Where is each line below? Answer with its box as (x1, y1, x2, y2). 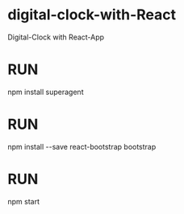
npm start (7, 196, 40, 206)
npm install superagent (7, 87, 84, 97)
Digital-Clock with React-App (7, 32, 105, 42)
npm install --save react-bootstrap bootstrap (7, 142, 157, 151)
